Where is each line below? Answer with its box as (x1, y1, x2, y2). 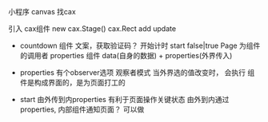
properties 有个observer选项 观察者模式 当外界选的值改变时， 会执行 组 (19, 68, 255, 77)
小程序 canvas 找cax (8, 7, 76, 16)
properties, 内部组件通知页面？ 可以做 (19, 104, 145, 114)
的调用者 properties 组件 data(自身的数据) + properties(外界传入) (19, 51, 233, 60)
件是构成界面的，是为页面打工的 (19, 78, 126, 87)
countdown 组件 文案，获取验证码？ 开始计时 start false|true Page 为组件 (19, 41, 261, 50)
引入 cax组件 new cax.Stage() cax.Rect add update (8, 24, 177, 33)
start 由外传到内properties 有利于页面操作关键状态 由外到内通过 (19, 95, 230, 104)
